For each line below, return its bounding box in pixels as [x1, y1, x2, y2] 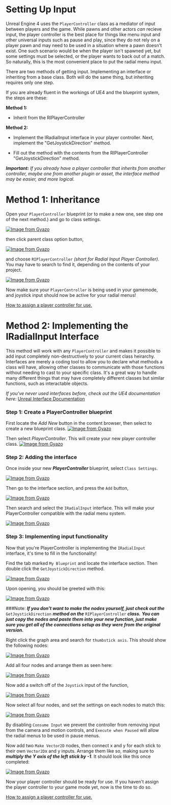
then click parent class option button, [6, 236, 84, 242]
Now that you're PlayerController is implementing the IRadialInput [6, 545, 146, 551]
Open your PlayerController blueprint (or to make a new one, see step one [6, 211, 163, 217]
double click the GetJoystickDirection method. [6, 565, 105, 572]
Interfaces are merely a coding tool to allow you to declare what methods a [6, 358, 163, 364]
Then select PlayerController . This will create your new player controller [6, 436, 156, 442]
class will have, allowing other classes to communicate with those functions [6, 364, 165, 370]
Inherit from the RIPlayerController [13, 114, 85, 121]
